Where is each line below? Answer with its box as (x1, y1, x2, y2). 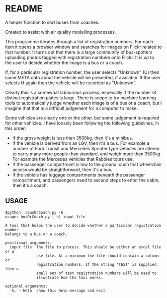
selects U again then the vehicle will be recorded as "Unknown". (5, 80, 137, 86)
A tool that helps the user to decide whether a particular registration (5, 223, 162, 228)
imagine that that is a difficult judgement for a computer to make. (5, 105, 138, 111)
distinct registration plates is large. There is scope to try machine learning (5, 95, 156, 101)
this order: (5, 125, 26, 131)
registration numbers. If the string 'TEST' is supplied (36, 262, 157, 267)
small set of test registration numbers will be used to (36, 271, 157, 276)
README (5, 3, 43, 14)
